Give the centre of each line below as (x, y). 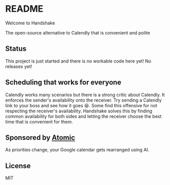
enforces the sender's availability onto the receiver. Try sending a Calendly (83, 100)
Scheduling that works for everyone (63, 83)
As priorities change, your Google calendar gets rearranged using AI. (77, 150)
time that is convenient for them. (39, 121)
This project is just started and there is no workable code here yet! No (78, 61)
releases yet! (19, 66)
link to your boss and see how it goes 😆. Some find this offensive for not (81, 105)
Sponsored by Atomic (40, 137)
